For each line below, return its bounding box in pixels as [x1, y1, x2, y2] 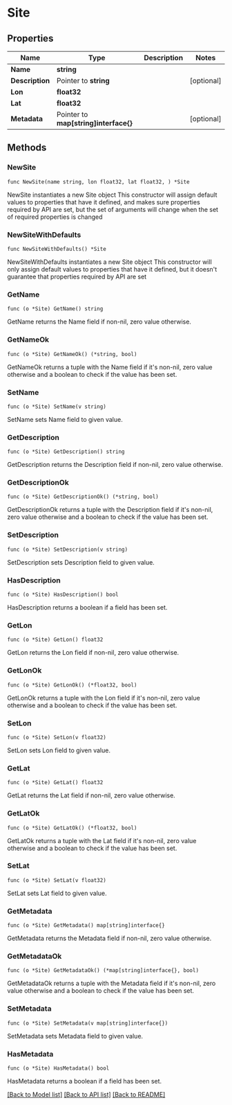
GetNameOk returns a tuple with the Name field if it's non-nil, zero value [7, 362, 213, 371]
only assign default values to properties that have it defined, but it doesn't [7, 265, 217, 273]
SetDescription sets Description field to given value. [7, 558, 155, 566]
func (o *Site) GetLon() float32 [7, 636, 104, 644]
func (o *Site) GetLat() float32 [7, 779, 104, 786]
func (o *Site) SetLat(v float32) [7, 876, 107, 884]
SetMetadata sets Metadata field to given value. [7, 1032, 144, 1040]
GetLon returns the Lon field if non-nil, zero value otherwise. [7, 648, 180, 657]
